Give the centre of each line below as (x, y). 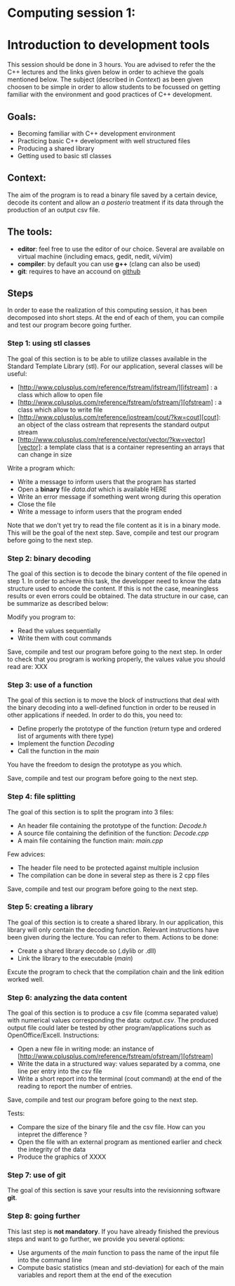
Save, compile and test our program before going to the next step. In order (115, 651)
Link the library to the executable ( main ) (75, 958)
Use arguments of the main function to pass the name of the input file (118, 1252)
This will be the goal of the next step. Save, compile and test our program (113, 533)
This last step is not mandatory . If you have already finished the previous (113, 1231)
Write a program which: (41, 468)
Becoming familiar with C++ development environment (96, 133)
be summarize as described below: (58, 603)
